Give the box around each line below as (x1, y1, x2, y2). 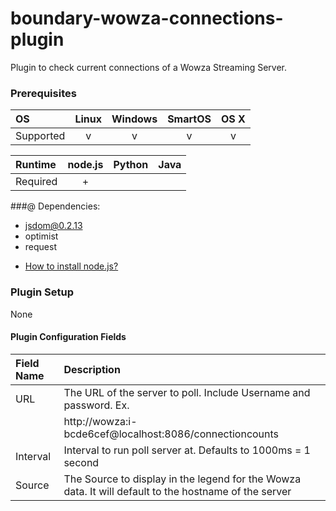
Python (113, 158, 149, 172)
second (63, 455, 100, 469)
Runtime (15, 158, 57, 172)
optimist (24, 230, 59, 242)
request (24, 241, 57, 253)
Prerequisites (10, 86, 77, 100)
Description (63, 362, 121, 376)
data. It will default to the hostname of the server (63, 484, 292, 498)
